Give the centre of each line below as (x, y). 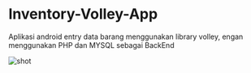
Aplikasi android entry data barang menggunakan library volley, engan (126, 36)
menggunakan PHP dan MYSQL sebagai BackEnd (91, 45)
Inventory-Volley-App (83, 14)
